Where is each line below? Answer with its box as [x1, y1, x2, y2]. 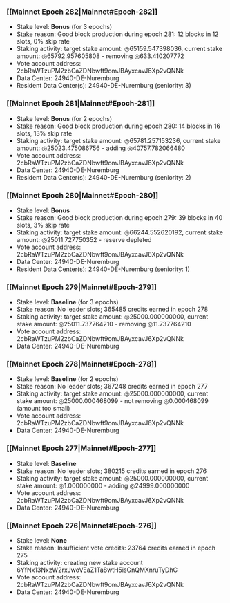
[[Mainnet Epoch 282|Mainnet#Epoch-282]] [6, 7, 158, 17]
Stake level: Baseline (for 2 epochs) [16, 375, 119, 383]
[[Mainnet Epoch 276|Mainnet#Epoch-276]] [6, 521, 157, 530]
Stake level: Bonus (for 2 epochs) [16, 114, 113, 122]
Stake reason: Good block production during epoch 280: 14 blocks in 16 [16, 122, 220, 130]
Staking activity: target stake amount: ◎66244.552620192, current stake [16, 228, 224, 236]
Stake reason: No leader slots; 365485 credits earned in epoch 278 [16, 305, 209, 314]
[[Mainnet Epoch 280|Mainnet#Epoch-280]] [6, 190, 159, 200]
